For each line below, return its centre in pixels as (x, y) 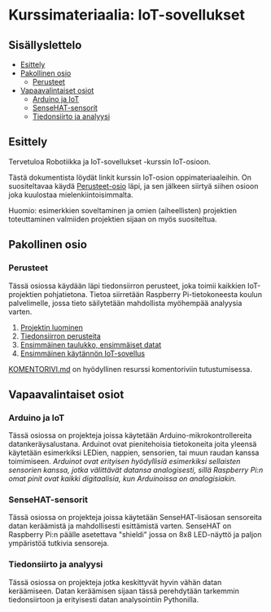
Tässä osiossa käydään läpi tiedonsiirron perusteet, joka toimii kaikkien (127, 286)
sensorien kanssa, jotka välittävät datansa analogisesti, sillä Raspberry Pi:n (136, 470)
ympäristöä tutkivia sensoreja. (59, 544)
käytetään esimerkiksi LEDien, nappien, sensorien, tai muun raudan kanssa (134, 452)
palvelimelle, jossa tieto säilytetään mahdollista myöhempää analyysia (125, 303)
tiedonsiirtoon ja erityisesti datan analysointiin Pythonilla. (104, 599)
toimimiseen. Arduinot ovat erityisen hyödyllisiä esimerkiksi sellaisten (125, 461)
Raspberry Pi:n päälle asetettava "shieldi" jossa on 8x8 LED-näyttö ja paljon (135, 535)
